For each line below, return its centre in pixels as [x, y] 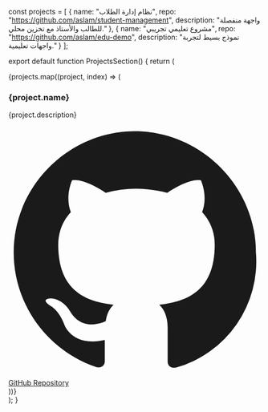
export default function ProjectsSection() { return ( [91, 61]
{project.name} [39, 97]
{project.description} [43, 115]
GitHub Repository [39, 383]
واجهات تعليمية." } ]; [39, 46]
